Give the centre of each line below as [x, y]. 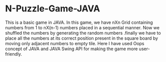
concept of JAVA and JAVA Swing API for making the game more [72, 49]
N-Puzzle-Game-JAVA [53, 9]
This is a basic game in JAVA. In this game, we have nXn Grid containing [79, 22]
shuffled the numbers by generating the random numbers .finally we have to [83, 33]
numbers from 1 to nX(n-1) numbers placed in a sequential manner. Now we [83, 27]
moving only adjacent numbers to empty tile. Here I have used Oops [75, 43]
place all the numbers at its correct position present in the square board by [82, 38]
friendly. [14, 54]
